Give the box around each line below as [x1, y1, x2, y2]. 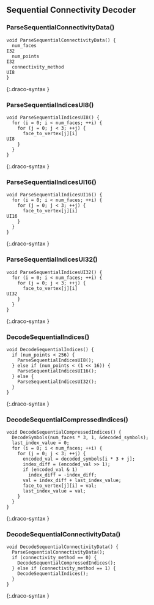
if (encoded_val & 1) [22, 467, 78, 473]
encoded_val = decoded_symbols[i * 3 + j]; [22, 456, 136, 462]
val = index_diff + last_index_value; [22, 477, 122, 484]
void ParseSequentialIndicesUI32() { [6, 269, 103, 275]
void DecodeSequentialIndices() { [6, 346, 95, 352]
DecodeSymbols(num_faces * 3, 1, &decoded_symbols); [12, 434, 149, 441]
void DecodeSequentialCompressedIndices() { [6, 429, 122, 436]
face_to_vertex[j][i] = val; [22, 483, 97, 489]
